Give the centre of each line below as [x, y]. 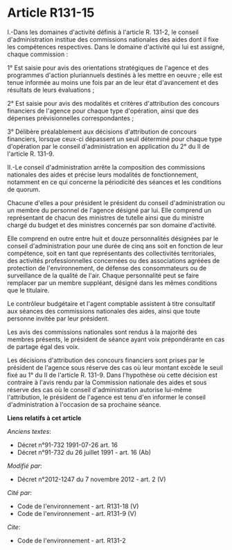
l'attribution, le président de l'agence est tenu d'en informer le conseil [107, 397]
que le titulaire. [28, 290]
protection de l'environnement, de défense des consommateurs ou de [107, 268]
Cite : [14, 527]
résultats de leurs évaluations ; [51, 90]
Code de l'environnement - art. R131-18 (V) [78, 506]
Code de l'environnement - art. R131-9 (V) [77, 513]
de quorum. [24, 189]
